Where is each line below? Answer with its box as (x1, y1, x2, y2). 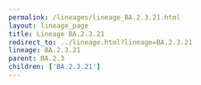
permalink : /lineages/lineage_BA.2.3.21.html (8, 12, 180, 22)
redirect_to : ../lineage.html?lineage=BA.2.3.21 (8, 37, 193, 47)
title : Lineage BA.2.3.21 (8, 29, 105, 38)
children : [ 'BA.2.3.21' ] (8, 63, 101, 72)
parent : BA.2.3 (8, 54, 65, 63)
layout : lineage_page (8, 21, 89, 30)
